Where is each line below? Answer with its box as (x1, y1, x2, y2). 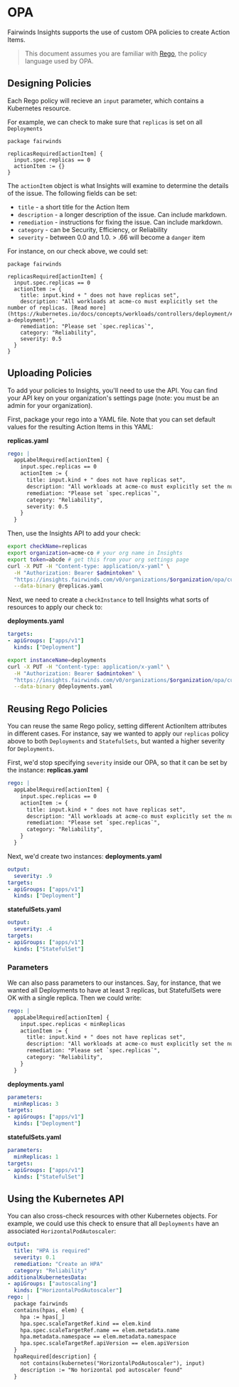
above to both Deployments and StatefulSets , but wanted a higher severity (7, 737, 225, 745)
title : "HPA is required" (14, 1247, 91, 1255)
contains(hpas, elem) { (14, 1307, 84, 1314)
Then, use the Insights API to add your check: (7, 529, 141, 538)
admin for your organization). (7, 401, 93, 409)
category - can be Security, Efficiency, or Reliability (17, 225, 168, 234)
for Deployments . (7, 745, 55, 753)
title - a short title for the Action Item (17, 202, 130, 211)
